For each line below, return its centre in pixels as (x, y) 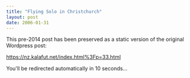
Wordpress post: (26, 45)
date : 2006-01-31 (28, 22)
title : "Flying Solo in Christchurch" (54, 12)
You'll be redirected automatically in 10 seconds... (67, 69)
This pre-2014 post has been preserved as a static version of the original (95, 40)
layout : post (22, 17)
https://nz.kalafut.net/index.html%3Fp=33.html (64, 57)
